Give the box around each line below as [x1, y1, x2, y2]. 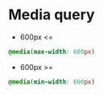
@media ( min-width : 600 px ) [8, 78, 95, 86]
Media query [8, 6, 95, 24]
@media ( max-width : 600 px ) [8, 47, 95, 55]
